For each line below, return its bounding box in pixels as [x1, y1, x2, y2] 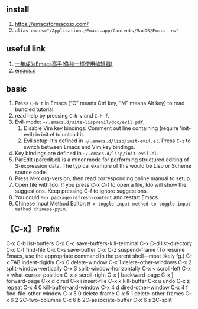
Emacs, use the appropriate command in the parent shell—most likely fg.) [6, 252, 185, 259]
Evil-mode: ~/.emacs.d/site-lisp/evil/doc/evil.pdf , [14, 118, 145, 126]
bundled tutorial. [14, 106, 55, 113]
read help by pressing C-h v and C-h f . [14, 112, 109, 119]
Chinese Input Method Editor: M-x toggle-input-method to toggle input [14, 200, 191, 207]
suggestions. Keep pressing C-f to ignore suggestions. [14, 187, 148, 194]
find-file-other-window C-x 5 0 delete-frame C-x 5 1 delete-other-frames [6, 290, 184, 297]
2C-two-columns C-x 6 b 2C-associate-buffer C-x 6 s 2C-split [20, 297, 173, 304]
